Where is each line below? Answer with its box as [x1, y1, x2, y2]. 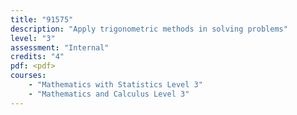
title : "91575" [10, 14, 74, 25]
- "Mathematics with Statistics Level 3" [28, 80, 203, 90]
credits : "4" [10, 52, 65, 62]
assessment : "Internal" [10, 42, 110, 53]
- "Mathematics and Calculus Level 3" [28, 89, 190, 99]
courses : [10, 71, 47, 81]
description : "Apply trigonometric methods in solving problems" [10, 24, 288, 34]
